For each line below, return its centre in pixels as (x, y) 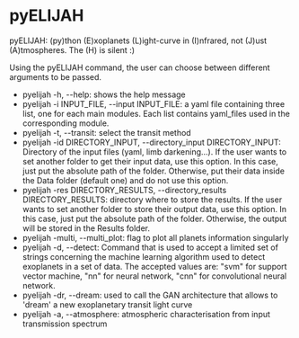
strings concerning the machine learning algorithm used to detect (144, 256)
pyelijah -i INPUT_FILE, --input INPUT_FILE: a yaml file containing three (154, 103)
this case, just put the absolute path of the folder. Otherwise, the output (154, 218)
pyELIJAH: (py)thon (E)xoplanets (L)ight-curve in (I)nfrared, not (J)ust (138, 40)
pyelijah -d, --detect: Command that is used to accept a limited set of (150, 247)
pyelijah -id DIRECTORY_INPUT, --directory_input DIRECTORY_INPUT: (151, 142)
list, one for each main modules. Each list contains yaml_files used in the (156, 113)
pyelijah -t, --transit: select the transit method (106, 132)
